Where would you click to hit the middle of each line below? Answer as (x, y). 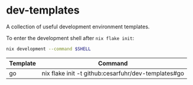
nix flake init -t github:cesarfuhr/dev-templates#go (113, 73)
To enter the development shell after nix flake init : (70, 38)
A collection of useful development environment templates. (78, 27)
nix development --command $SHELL (49, 49)
